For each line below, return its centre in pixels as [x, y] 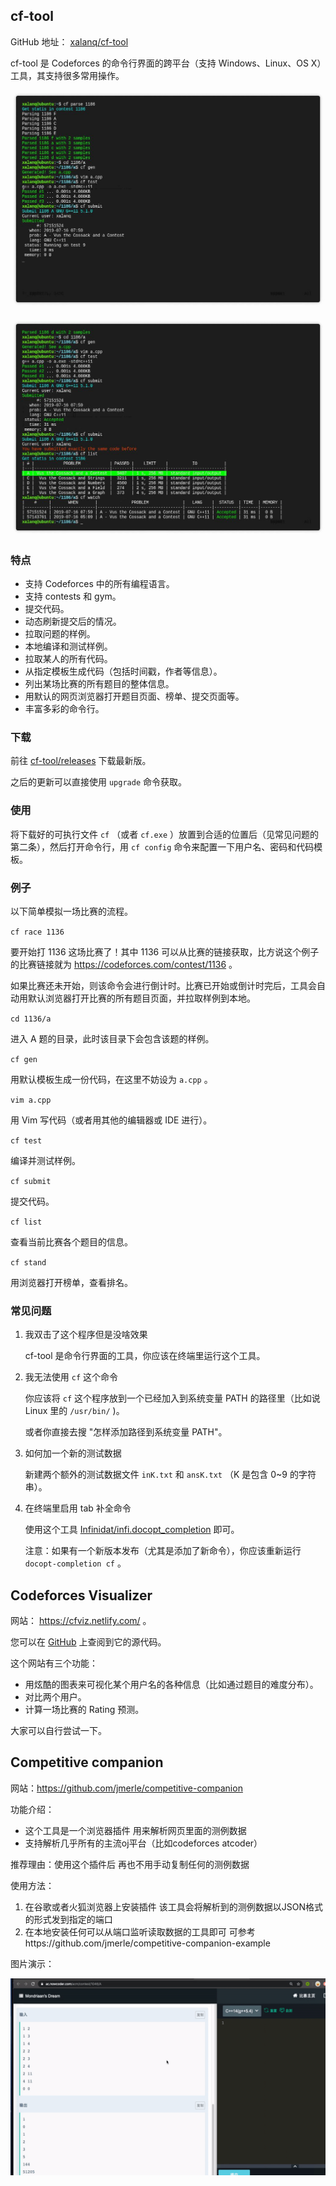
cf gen [24, 1059]
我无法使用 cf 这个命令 [71, 1377]
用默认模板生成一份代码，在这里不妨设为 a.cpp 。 [111, 1079]
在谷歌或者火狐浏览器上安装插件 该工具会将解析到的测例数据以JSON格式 [173, 1906]
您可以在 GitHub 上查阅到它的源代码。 [88, 1642]
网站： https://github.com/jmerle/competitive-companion [126, 1788]
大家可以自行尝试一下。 [58, 1731]
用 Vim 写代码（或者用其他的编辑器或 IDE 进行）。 [111, 1120]
